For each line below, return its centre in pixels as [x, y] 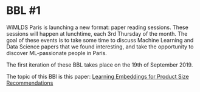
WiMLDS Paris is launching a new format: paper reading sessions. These [97, 27]
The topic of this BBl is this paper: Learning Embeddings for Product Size [98, 76]
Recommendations [30, 83]
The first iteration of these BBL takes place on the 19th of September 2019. [100, 65]
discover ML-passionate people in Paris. [57, 53]
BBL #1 [23, 11]
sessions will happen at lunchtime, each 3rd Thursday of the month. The [97, 33]
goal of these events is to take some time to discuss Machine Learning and [100, 40]
